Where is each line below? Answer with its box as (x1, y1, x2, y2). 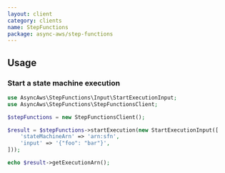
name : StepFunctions (7, 23, 69, 31)
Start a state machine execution (7, 78, 120, 88)
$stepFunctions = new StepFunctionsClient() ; (7, 113, 145, 121)
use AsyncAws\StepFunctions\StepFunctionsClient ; (7, 100, 159, 108)
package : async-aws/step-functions (7, 30, 114, 38)
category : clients (7, 17, 62, 24)
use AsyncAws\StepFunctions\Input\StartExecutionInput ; (7, 94, 177, 101)
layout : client (7, 10, 53, 18)
